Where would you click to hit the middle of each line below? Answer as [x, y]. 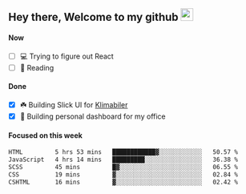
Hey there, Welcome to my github [93, 17]
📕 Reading [37, 67]
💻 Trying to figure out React [67, 56]
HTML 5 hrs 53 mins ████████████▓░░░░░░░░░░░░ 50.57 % [123, 152]
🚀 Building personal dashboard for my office [93, 116]
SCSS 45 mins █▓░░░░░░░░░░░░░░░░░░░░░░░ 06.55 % [123, 167]
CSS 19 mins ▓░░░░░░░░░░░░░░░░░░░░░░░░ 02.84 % [123, 174]
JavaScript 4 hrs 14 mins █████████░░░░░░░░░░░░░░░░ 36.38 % [123, 160]
